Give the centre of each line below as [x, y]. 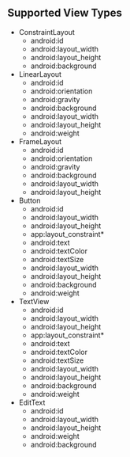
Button [30, 200]
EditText [32, 402]
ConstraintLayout [47, 32]
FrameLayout [40, 141]
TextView [34, 301]
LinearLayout [40, 74]
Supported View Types [65, 13]
